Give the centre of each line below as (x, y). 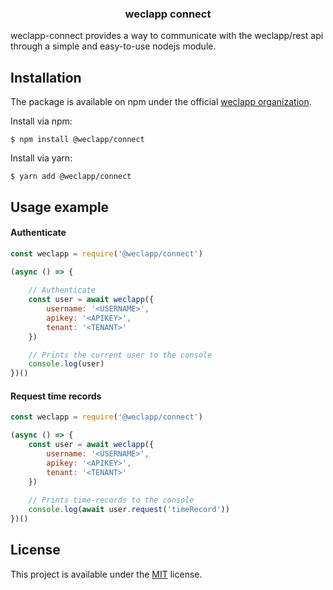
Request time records (56, 396)
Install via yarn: (41, 158)
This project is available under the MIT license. (106, 574)
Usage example (60, 207)
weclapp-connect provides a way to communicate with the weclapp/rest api (167, 36)
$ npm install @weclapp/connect (77, 140)
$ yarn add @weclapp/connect (71, 177)
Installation (46, 77)
